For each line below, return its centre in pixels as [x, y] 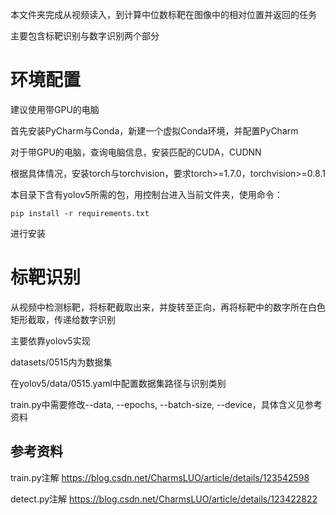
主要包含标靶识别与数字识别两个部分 [85, 36]
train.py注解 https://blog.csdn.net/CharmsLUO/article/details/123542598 [160, 477]
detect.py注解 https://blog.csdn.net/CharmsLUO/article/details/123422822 [164, 499]
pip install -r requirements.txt [80, 213]
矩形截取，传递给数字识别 [63, 319]
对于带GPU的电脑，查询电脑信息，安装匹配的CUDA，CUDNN [136, 152]
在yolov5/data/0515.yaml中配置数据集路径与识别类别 [118, 383]
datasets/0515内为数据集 [61, 362]
